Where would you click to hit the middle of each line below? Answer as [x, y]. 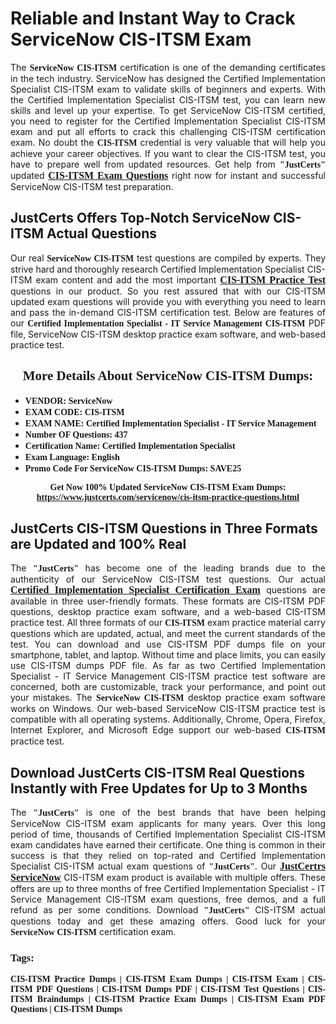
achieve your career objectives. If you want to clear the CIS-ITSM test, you [168, 153]
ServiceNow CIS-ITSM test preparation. [92, 186]
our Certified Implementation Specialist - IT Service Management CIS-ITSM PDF [168, 323]
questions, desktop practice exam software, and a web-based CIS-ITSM [168, 612]
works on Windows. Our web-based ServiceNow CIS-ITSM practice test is [168, 709]
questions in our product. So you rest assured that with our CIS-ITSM [168, 291]
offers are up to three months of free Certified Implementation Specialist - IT [168, 889]
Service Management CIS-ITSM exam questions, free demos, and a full [168, 899]
